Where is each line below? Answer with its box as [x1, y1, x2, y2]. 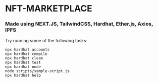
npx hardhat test [5, 60, 41, 65]
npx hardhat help [5, 73, 41, 78]
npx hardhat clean [5, 56, 43, 61]
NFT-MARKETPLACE [5, 3, 93, 14]
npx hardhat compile [5, 52, 48, 56]
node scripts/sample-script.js [5, 69, 70, 74]
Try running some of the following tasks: [5, 38, 88, 44]
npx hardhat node [5, 64, 41, 69]
